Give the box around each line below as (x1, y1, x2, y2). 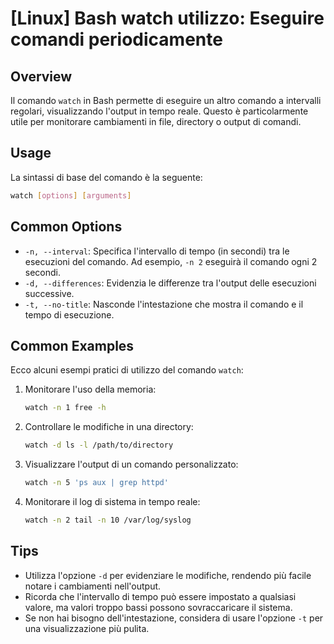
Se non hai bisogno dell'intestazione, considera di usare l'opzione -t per (24, 612, 324, 624)
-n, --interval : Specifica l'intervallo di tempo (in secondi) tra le (24, 245, 290, 257)
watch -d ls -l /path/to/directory (24, 440, 174, 451)
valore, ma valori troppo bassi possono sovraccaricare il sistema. (24, 601, 293, 613)
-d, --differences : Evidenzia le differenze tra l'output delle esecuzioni (24, 277, 317, 289)
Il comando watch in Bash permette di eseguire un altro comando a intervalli (10, 95, 322, 106)
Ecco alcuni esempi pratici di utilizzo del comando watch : (10, 364, 244, 376)
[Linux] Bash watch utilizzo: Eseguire (10, 7, 325, 30)
